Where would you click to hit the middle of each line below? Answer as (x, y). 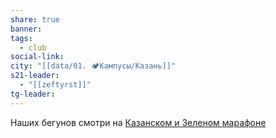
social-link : (37, 57)
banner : (26, 29)
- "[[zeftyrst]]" (55, 85)
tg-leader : (33, 94)
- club (33, 47)
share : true (35, 19)
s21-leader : (35, 76)
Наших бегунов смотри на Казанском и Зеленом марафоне (138, 122)
